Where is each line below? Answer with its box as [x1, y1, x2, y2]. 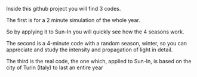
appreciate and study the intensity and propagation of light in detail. [6, 46, 173, 53]
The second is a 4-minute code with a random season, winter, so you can [6, 40, 187, 47]
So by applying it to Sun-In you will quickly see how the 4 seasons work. [6, 28, 184, 35]
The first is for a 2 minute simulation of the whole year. [6, 17, 140, 23]
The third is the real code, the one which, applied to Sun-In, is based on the [6, 58, 192, 64]
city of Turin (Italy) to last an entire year [6, 64, 103, 71]
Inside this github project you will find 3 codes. [6, 5, 121, 12]
